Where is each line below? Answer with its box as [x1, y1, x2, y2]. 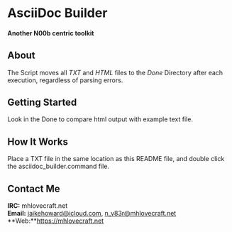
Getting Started [7, 96, 77, 108]
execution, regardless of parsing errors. [7, 76, 123, 84]
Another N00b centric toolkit [7, 28, 94, 37]
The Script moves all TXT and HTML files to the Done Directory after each [7, 68, 223, 77]
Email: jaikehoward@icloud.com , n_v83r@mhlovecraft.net [7, 209, 177, 218]
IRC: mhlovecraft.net [7, 201, 68, 210]
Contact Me [7, 182, 60, 194]
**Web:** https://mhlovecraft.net [7, 216, 104, 225]
